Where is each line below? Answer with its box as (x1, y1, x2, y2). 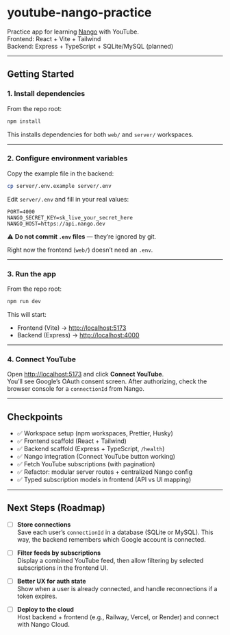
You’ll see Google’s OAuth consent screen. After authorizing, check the (7, 377, 207, 385)
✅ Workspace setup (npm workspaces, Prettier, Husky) (16, 429, 173, 437)
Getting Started (7, 69, 75, 80)
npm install (7, 118, 41, 125)
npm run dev (7, 298, 41, 304)
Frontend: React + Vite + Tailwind (7, 34, 101, 43)
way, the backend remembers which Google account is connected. (16, 535, 207, 543)
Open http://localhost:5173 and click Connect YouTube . (7, 370, 164, 379)
